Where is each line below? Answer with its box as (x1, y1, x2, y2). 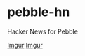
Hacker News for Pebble (7, 27, 79, 36)
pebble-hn (7, 4, 70, 20)
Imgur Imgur (7, 41, 44, 49)
